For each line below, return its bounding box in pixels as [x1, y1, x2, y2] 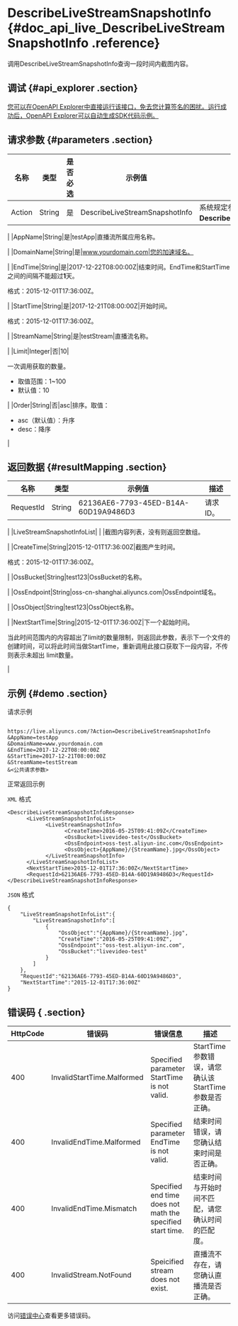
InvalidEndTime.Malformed [51, 1137, 141, 1147]
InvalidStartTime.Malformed [51, 1072, 144, 1082]
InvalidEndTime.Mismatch [51, 1203, 137, 1213]
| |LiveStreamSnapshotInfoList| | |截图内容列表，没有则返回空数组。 [7, 528, 204, 536]
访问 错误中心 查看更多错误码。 [7, 1311, 94, 1320]
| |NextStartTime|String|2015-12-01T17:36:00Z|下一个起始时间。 [7, 618, 194, 627]
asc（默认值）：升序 [17, 416, 76, 425]
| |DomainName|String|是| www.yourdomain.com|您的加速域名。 [7, 247, 194, 256]
